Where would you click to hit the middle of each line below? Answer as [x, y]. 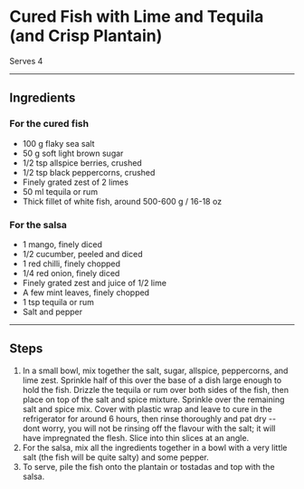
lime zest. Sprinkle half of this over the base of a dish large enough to [152, 380]
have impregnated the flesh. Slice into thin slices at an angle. [136, 437]
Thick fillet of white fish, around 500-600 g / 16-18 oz [122, 201]
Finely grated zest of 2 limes [76, 182]
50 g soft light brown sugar [73, 153]
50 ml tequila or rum [60, 191]
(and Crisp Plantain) [86, 36]
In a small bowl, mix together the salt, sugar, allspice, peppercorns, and [155, 370]
